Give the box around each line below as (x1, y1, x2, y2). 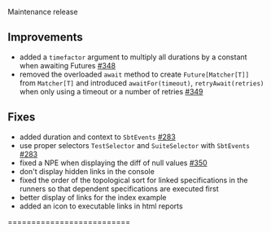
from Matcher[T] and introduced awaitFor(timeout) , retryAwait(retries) (19, 77, 264, 88)
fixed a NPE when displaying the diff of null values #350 (19, 158, 208, 168)
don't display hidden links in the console (19, 166, 155, 176)
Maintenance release (7, 7, 78, 16)
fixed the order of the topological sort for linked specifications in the (19, 175, 248, 185)
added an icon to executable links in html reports (19, 201, 184, 211)
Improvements (7, 30, 83, 44)
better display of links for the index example (19, 192, 168, 202)
